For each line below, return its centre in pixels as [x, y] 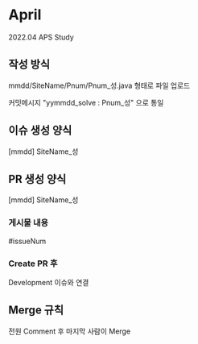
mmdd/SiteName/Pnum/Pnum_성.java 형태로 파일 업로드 [99, 85]
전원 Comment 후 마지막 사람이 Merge [70, 331]
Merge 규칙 [36, 311]
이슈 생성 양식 [40, 131]
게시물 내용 [29, 223]
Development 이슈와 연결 [49, 282]
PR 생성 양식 [37, 179]
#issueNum [27, 241]
